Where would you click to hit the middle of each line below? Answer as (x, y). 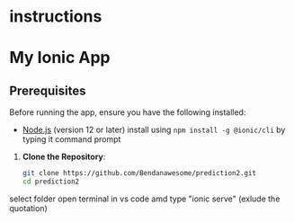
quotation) (28, 208)
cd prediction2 (51, 182)
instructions (56, 17)
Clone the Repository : (64, 157)
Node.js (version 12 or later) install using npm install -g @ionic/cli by (154, 130)
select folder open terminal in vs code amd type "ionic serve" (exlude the (145, 199)
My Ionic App (60, 58)
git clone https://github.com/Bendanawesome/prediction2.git (139, 173)
